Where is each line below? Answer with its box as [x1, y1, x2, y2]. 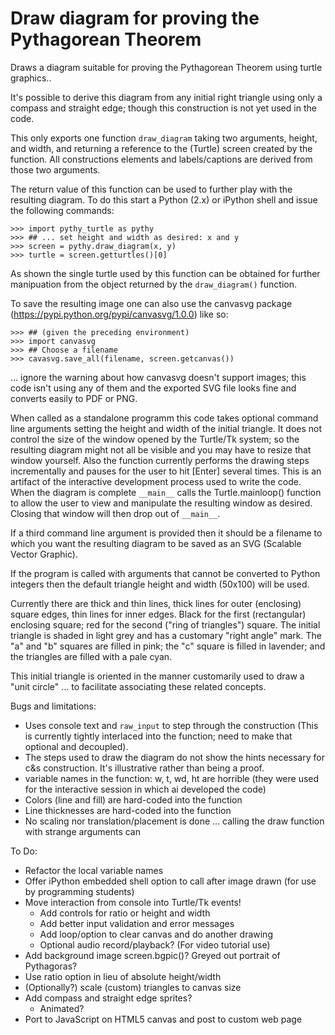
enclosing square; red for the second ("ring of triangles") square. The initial [10, 618, 321, 631]
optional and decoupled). [24, 740, 129, 752]
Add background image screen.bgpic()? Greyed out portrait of [24, 949, 281, 961]
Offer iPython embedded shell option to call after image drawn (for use [24, 875, 317, 887]
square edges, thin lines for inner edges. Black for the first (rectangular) [10, 608, 307, 620]
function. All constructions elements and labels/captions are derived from [10, 153, 313, 165]
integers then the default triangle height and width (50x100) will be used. [10, 578, 310, 590]
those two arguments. [10, 163, 101, 176]
